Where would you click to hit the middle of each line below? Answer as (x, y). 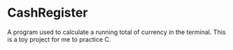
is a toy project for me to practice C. (59, 39)
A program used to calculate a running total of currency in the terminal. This (116, 32)
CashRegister (48, 13)
